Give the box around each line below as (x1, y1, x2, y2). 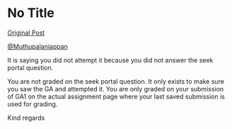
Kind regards (7, 113, 45, 122)
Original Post (7, 28, 45, 37)
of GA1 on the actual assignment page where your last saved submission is (7, 92, 225, 101)
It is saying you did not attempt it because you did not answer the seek (7, 55, 214, 64)
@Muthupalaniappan (7, 42, 69, 50)
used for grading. (7, 99, 58, 108)
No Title (7, 5, 55, 21)
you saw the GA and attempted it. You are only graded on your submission (7, 84, 224, 93)
